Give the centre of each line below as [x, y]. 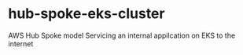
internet [21, 43]
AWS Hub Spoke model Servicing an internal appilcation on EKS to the [122, 35]
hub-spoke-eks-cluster [87, 14]
